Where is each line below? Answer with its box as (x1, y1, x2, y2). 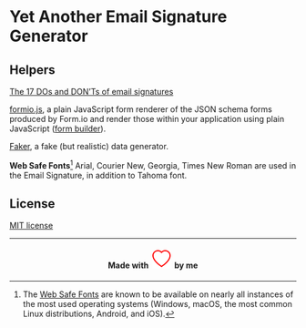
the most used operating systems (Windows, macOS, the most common (22, 298, 293, 309)
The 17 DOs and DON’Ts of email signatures (9, 87, 174, 97)
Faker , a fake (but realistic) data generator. (9, 141, 168, 151)
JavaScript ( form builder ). (9, 123, 107, 134)
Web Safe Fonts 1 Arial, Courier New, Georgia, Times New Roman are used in (9, 159, 297, 170)
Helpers (9, 62, 56, 77)
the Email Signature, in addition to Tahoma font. (9, 169, 188, 180)
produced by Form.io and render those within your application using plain (9, 114, 285, 124)
